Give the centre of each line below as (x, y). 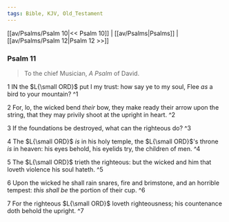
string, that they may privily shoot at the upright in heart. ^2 (91, 114)
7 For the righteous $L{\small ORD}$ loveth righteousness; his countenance (115, 203)
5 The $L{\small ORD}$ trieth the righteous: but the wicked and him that (109, 162)
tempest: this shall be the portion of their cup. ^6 (76, 190)
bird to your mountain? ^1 (43, 94)
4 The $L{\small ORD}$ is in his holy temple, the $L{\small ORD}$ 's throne (113, 141)
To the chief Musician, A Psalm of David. (82, 73)
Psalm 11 (22, 58)
